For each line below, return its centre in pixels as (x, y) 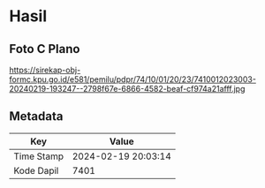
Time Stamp (39, 156)
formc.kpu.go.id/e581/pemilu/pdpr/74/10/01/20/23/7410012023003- (132, 79)
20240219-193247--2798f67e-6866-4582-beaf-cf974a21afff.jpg (127, 89)
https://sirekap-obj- (45, 70)
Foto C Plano (45, 49)
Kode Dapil (36, 170)
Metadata (36, 117)
